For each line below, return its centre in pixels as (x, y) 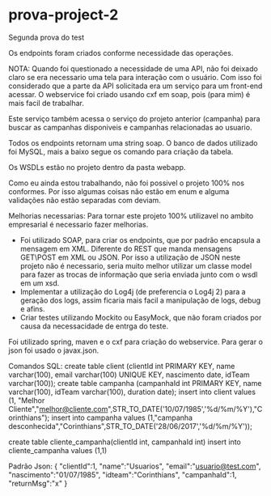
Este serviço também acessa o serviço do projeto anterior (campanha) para (134, 118)
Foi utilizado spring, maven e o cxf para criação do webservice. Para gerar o (135, 341)
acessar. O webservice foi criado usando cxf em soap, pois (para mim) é (129, 94)
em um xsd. (40, 283)
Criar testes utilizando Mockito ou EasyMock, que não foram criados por (141, 317)
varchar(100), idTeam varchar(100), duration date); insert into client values (132, 392)
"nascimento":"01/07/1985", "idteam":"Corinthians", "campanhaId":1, (123, 474)
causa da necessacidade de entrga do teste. (94, 326)
